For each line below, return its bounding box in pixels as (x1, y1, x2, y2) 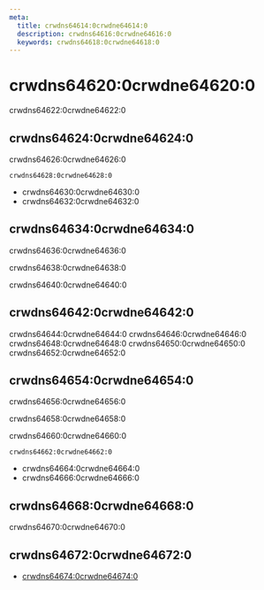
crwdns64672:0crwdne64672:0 (9, 548, 192, 563)
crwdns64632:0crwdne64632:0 (21, 196, 140, 206)
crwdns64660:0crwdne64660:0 (9, 431, 126, 441)
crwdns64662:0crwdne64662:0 (9, 448, 113, 456)
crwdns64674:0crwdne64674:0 (21, 571, 139, 582)
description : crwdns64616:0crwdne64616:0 (17, 29, 172, 38)
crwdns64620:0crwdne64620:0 (9, 76, 256, 96)
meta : (9, 12, 29, 22)
